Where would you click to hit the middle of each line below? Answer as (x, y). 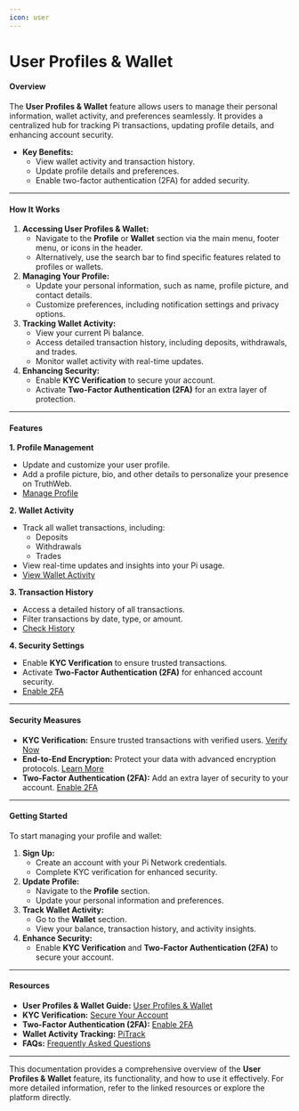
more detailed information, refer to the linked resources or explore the (137, 1088)
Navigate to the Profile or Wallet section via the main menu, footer (158, 239)
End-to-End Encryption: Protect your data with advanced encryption (149, 758)
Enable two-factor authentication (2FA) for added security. (143, 181)
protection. (55, 399)
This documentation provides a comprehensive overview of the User (135, 1069)
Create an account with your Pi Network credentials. (131, 862)
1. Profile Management (52, 448)
